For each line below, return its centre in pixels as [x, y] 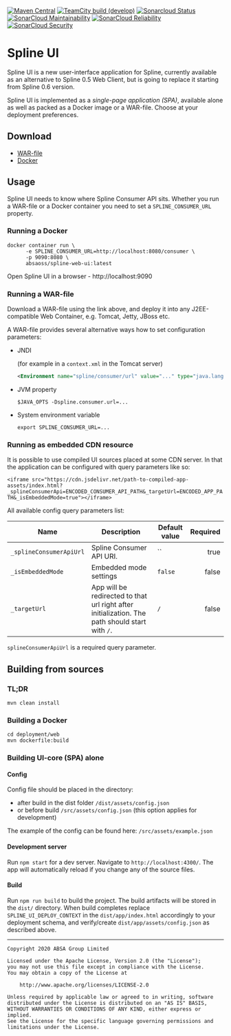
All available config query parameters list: [66, 510]
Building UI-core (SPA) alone [56, 758]
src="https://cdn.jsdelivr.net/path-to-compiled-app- [110, 480]
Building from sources [56, 669]
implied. [20, 1015]
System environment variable [58, 415]
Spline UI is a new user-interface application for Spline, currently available [112, 72]
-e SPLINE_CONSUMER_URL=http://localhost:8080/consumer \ [110, 251]
